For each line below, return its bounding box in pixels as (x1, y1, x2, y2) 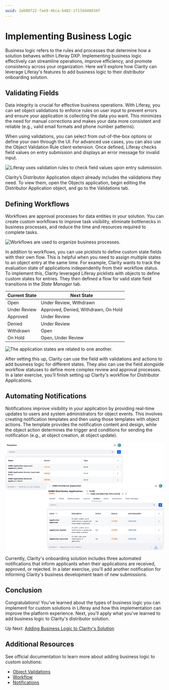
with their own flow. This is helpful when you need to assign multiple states (5, 254, 161, 260)
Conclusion (5, 586, 42, 595)
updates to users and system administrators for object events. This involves (5, 411, 163, 417)
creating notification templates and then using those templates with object (5, 416, 160, 422)
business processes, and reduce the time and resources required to (5, 224, 146, 230)
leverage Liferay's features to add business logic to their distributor (5, 69, 145, 75)
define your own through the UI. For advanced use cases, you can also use (5, 139, 161, 145)
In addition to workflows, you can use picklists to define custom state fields (5, 249, 162, 255)
